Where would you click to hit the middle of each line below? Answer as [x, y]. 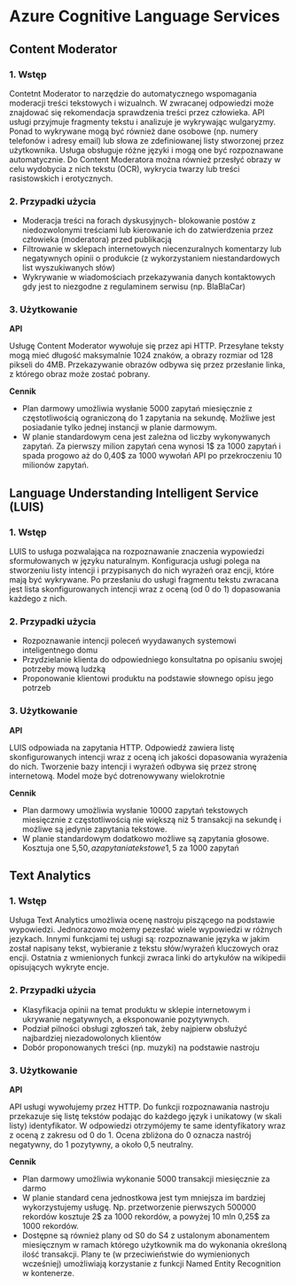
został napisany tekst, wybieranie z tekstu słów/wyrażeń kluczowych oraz [144, 948]
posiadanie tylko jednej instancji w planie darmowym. [119, 427]
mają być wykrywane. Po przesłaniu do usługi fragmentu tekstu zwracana [144, 580]
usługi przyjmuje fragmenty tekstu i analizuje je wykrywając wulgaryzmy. [143, 121]
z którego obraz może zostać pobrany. [80, 374]
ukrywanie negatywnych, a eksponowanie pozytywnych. [126, 1019]
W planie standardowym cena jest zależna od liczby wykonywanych [146, 437]
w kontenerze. [48, 1273]
